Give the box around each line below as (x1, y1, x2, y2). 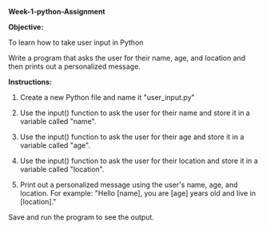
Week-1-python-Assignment (8, 7, 105, 16)
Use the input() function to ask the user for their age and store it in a (19, 132, 244, 141)
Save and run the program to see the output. (8, 212, 154, 222)
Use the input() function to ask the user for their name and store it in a (19, 108, 250, 117)
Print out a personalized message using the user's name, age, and (19, 180, 238, 189)
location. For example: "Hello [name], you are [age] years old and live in (19, 188, 256, 198)
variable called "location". (19, 165, 105, 174)
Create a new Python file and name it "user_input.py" (19, 93, 196, 102)
